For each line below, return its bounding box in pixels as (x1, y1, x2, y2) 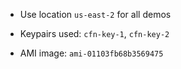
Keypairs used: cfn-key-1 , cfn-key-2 (19, 28, 170, 39)
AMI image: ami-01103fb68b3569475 (19, 47, 164, 59)
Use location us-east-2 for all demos (19, 9, 172, 20)
